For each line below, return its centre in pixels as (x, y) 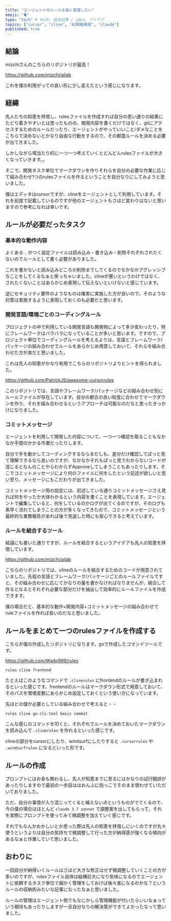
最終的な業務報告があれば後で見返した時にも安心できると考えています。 (81, 516)
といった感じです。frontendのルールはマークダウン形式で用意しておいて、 (87, 687)
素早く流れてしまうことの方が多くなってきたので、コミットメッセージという (86, 510)
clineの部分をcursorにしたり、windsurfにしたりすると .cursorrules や (79, 741)
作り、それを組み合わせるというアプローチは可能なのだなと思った (83, 403)
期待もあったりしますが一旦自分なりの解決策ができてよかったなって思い (90, 907)
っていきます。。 (31, 159)
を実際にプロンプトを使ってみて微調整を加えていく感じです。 (70, 815)
